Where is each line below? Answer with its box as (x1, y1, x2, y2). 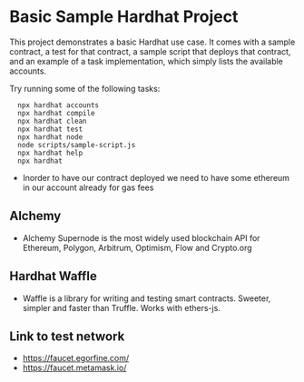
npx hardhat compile (17, 108, 95, 117)
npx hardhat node (17, 132, 83, 142)
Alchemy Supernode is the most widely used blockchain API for (22, 232, 260, 243)
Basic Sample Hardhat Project (9, 6, 239, 27)
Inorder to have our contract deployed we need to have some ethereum (22, 172, 290, 183)
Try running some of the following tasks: (9, 83, 161, 94)
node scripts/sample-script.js (17, 140, 136, 149)
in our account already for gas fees (22, 182, 154, 193)
